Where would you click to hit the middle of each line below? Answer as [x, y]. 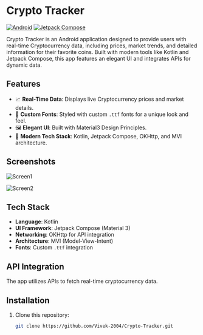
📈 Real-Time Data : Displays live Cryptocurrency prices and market [99, 99]
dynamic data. [24, 65]
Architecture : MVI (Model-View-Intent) [64, 241]
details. [24, 107]
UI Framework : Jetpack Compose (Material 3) [73, 228]
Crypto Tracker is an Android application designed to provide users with [96, 39]
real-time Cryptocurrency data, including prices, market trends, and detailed [102, 46]
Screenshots [31, 162]
